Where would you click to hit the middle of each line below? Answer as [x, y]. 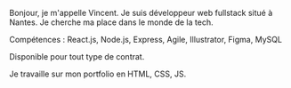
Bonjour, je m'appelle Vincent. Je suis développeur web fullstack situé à [141, 13]
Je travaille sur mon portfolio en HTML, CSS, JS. [98, 74]
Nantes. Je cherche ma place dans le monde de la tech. [111, 22]
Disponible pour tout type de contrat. [77, 56]
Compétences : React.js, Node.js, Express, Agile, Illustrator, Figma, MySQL [146, 40]
